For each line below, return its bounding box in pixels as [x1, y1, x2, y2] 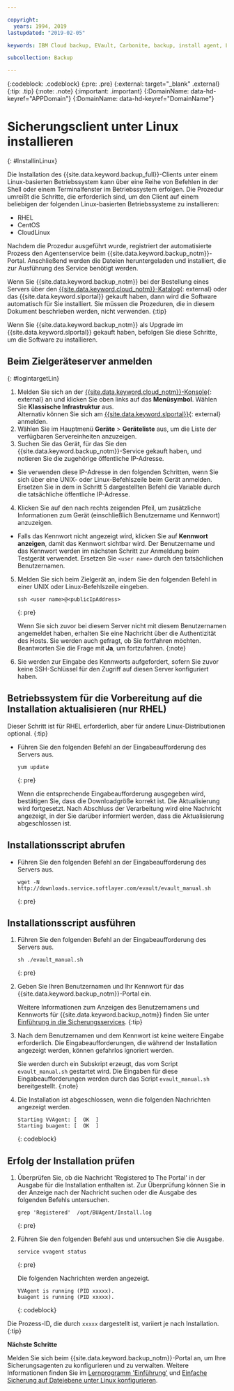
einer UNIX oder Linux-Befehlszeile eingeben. [17, 582, 149, 591]
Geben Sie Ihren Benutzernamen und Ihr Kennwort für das [17, 982, 185, 991]
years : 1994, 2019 [13, 22, 68, 30]
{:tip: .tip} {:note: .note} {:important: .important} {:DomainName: [7, 87, 189, 96]
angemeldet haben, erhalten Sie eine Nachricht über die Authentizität [17, 629, 217, 637]
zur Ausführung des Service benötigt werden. [7, 264, 139, 273]
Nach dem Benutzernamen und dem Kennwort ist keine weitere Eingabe [17, 1031, 224, 1040]
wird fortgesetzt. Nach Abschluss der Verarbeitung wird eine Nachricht [17, 804, 221, 812]
